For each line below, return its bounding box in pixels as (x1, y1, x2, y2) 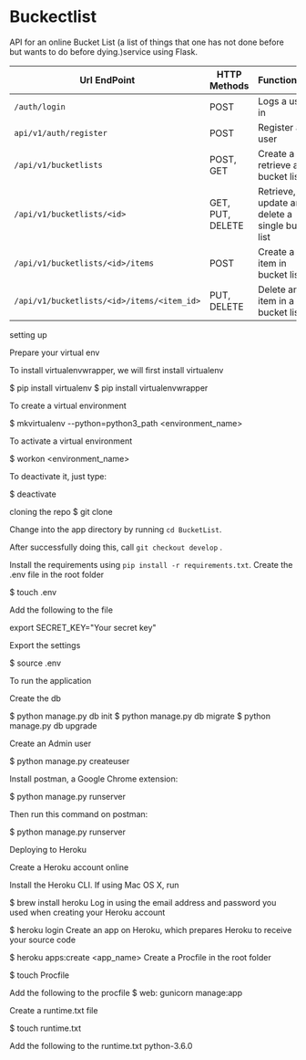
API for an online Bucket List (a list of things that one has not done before (9, 37, 284, 47)
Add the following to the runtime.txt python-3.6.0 (9, 1040, 193, 1051)
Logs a (258, 94, 287, 107)
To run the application (9, 675, 92, 686)
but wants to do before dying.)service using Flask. (9, 46, 199, 57)
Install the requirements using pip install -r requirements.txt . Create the (9, 559, 293, 570)
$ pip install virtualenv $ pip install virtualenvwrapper (9, 382, 209, 394)
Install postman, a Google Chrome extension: (9, 773, 178, 784)
